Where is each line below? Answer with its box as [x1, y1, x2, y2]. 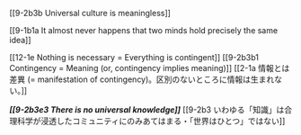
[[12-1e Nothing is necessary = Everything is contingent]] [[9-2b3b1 [9, 52, 259, 62]
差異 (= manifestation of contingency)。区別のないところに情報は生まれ [9, 74, 275, 85]
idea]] [9, 35, 31, 45]
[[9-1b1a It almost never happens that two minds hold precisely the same [9, 25, 279, 35]
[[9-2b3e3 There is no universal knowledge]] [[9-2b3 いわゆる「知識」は [9, 104, 285, 115]
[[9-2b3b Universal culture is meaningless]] [9, 8, 171, 18]
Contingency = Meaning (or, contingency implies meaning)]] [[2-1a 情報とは [9, 63, 290, 73]
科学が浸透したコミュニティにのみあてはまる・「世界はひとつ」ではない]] [16, 116, 286, 126]
